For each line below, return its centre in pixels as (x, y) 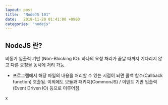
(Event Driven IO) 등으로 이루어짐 (46, 88)
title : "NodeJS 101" (28, 15)
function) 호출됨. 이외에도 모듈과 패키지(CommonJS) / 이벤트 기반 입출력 (85, 82)
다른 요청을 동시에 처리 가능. (38, 65)
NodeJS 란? (24, 45)
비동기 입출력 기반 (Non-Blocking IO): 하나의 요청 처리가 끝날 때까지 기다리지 (81, 59)
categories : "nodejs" (28, 24)
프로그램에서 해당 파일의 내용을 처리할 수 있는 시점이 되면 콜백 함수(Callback (88, 75)
